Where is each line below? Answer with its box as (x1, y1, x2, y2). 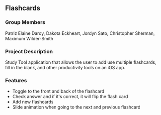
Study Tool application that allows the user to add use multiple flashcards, (5, 59, 157, 65)
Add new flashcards (12, 99, 54, 105)
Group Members (5, 19, 46, 26)
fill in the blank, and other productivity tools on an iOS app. (5, 64, 126, 70)
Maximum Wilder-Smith (5, 35, 54, 41)
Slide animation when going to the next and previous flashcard (12, 104, 141, 110)
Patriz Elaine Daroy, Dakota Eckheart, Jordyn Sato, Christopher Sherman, (5, 30, 155, 36)
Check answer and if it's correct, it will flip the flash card (12, 94, 128, 100)
